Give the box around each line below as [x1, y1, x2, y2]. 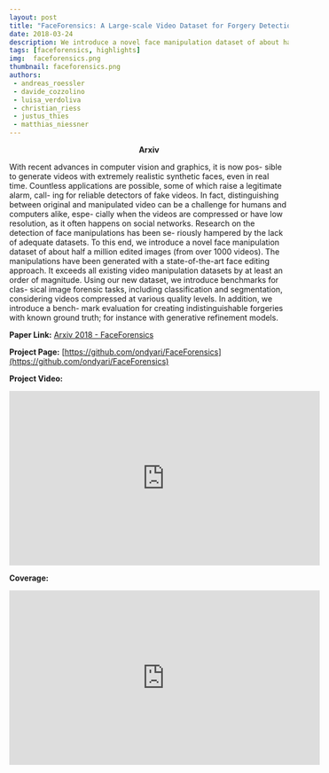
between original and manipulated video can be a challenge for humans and [9, 199, 286, 209]
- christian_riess [12, 104, 82, 113]
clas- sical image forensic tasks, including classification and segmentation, [9, 285, 283, 294]
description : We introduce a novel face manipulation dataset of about [9, 37, 279, 47]
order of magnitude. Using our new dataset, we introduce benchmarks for [9, 275, 279, 285]
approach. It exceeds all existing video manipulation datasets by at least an [9, 265, 284, 276]
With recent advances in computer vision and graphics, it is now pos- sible [9, 161, 282, 172]
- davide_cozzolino [12, 87, 86, 96]
